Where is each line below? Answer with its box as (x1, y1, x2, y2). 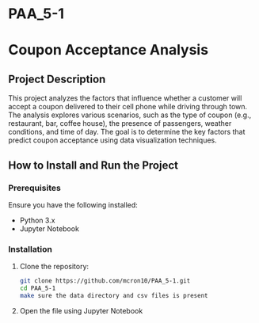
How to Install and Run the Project (8, 158, 178, 172)
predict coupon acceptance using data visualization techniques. (8, 135, 218, 145)
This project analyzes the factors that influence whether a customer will (8, 93, 242, 103)
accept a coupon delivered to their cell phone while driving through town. (8, 102, 248, 112)
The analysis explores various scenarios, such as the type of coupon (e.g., (8, 110, 252, 120)
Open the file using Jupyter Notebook (19, 306, 143, 315)
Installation (8, 243, 53, 254)
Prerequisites (8, 182, 61, 193)
